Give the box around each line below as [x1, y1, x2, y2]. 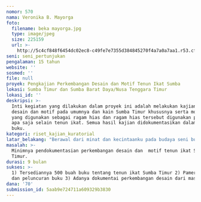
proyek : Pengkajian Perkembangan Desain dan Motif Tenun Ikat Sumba [6, 81, 181, 87]
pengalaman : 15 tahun [6, 59, 60, 65]
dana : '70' [6, 181, 33, 187]
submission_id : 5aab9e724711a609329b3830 [6, 186, 111, 192]
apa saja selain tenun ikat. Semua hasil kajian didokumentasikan [11, 120, 181, 126]
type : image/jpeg [11, 31, 55, 37]
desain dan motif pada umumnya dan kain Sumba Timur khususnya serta [11, 109, 188, 115]
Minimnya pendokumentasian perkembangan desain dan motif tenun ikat [11, 148, 191, 154]
